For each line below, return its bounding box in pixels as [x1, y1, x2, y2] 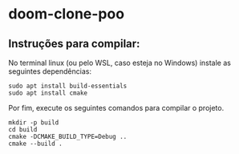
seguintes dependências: [8, 67, 92, 76]
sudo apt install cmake [8, 89, 88, 97]
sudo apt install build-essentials [8, 82, 128, 90]
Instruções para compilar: [8, 37, 140, 51]
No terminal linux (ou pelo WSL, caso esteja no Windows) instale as [8, 58, 231, 67]
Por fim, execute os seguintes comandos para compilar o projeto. [8, 103, 225, 112]
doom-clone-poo [8, 5, 125, 23]
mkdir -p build [8, 119, 59, 127]
